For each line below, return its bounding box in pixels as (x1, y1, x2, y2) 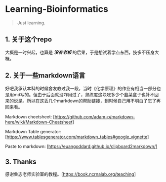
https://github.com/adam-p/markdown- (54, 113, 135, 119)
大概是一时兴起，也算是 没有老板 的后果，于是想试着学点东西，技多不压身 (5, 49, 155, 55)
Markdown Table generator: (5, 128, 62, 134)
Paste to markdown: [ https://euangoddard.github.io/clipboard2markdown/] (5, 143, 158, 149)
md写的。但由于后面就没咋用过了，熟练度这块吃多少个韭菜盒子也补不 (13, 91, 155, 97)
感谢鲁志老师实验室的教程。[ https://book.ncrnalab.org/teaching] (5, 171, 136, 177)
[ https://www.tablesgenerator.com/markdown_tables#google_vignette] (5, 134, 149, 140)
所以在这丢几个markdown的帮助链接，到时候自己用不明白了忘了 (26, 98, 157, 104)
